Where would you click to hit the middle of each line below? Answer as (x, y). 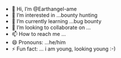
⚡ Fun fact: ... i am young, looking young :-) (63, 49)
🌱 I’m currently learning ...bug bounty (56, 21)
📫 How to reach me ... (39, 34)
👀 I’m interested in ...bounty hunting (54, 15)
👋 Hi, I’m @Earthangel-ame (44, 9)
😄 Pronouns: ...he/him (39, 42)
